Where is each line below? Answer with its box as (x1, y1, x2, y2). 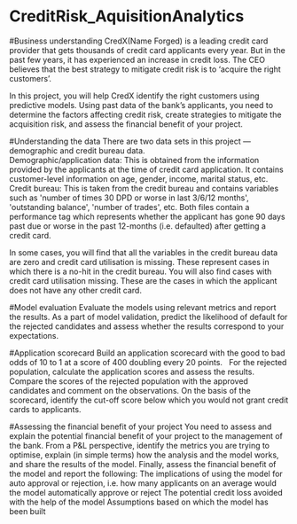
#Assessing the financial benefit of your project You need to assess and (9, 421, 272, 432)
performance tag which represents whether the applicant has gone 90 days (9, 211, 285, 222)
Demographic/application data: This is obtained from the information (9, 154, 260, 165)
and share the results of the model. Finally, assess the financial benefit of (9, 458, 277, 469)
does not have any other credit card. (9, 285, 142, 295)
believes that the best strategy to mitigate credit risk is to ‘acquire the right (9, 64, 281, 74)
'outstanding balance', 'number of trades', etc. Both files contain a (9, 201, 250, 212)
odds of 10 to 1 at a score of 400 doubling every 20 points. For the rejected (9, 356, 287, 367)
